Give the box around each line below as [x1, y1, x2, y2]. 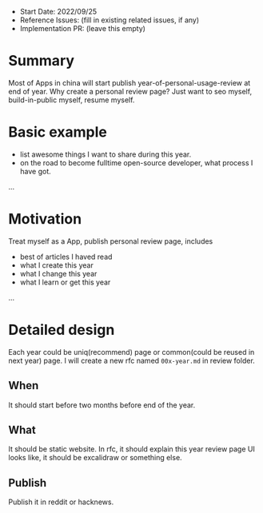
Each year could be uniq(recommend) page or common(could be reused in [8, 347, 255, 356]
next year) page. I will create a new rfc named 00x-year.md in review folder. [8, 356, 256, 365]
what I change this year [19, 268, 98, 278]
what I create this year [19, 260, 94, 270]
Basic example [8, 123, 108, 141]
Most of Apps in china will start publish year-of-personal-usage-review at [8, 78, 251, 87]
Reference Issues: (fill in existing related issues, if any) [19, 15, 200, 25]
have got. [19, 166, 52, 176]
